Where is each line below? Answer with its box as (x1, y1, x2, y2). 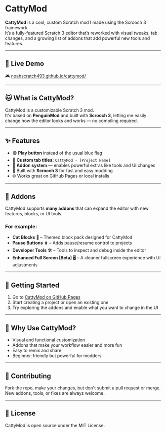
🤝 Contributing (5, 371, 51, 380)
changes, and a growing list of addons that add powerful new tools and (5, 35, 150, 41)
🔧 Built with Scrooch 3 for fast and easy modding (12, 168, 113, 174)
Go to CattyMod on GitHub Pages (12, 294, 81, 300)
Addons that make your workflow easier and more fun (12, 342, 123, 348)
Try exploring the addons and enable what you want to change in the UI (12, 305, 158, 310)
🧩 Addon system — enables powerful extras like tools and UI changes (12, 162, 156, 169)
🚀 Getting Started (5, 281, 60, 289)
